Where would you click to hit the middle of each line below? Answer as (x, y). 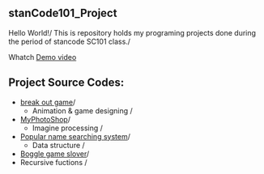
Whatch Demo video (43, 57)
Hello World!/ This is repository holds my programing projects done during (132, 32)
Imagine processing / (68, 128)
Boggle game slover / (55, 154)
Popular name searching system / (75, 136)
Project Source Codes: (66, 83)
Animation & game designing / (82, 110)
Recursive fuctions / (53, 162)
